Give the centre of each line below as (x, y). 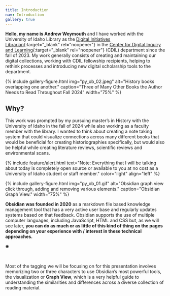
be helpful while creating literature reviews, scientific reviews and (74, 147)
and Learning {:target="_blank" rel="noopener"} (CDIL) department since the (85, 50)
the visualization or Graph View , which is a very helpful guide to (72, 277)
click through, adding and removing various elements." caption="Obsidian (82, 189)
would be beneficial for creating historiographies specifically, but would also (85, 142)
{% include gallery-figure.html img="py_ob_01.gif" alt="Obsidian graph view (84, 184)
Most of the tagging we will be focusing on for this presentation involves (81, 266)
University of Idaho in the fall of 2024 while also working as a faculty (77, 126)
